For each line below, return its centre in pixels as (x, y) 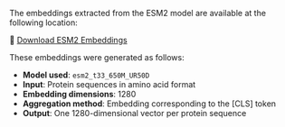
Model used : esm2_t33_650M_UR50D (86, 75)
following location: (44, 23)
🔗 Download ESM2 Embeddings (69, 40)
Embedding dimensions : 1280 (79, 94)
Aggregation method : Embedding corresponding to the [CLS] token (149, 104)
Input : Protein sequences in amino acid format (109, 84)
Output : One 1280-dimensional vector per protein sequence (134, 113)
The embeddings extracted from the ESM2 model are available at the (138, 13)
